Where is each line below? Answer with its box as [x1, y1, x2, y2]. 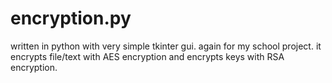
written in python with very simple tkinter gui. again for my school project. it [10, 40, 322, 52]
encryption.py [10, 7, 132, 30]
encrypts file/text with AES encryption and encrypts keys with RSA [10, 50, 285, 62]
